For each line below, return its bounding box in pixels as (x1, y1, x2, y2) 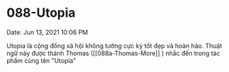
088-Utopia (6, 5, 76, 21)
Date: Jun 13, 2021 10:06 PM (6, 28, 89, 36)
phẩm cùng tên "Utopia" (6, 56, 76, 64)
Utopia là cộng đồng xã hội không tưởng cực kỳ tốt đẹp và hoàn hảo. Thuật (6, 41, 223, 50)
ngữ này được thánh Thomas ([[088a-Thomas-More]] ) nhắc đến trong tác (6, 49, 221, 57)
